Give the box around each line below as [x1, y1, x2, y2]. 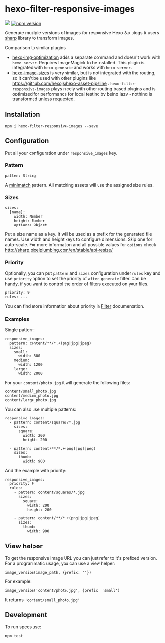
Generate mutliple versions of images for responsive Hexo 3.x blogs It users [5, 30, 159, 35]
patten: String [5, 173, 36, 178]
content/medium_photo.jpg [5, 393, 58, 398]
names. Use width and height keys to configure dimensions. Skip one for [5, 236, 153, 242]
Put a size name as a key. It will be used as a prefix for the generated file [5, 231, 152, 237]
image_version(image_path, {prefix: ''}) [5, 570, 92, 575]
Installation [5, 110, 40, 119]
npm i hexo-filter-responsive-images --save [5, 123, 98, 129]
